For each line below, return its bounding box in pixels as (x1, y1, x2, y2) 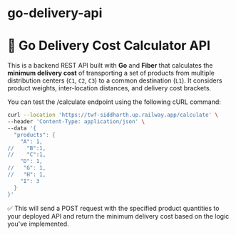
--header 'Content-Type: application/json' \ (7, 118, 145, 125)
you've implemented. (7, 219, 69, 228)
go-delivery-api (7, 5, 103, 21)
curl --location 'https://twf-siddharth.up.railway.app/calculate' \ (7, 112, 219, 119)
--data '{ (7, 125, 37, 132)
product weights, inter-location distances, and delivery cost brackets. (7, 84, 212, 93)
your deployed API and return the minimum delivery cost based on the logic (7, 211, 230, 220)
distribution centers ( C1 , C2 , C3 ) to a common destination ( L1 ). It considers (7, 76, 222, 85)
